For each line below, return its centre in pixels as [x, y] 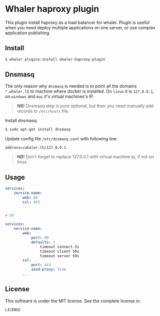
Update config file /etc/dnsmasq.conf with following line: [62, 139]
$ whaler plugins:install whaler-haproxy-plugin [55, 59]
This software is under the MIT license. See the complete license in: [73, 301]
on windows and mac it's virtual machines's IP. [50, 96]
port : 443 [41, 265]
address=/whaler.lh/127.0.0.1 [36, 148]
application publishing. [28, 33]
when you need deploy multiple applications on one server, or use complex [80, 27]
